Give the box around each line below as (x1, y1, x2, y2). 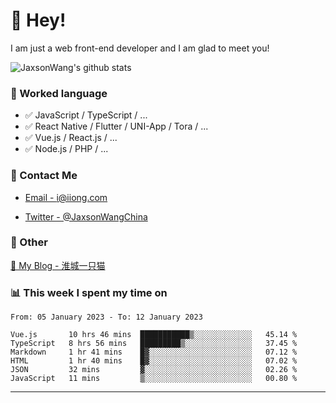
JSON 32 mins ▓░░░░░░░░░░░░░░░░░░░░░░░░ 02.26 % (10, 365, 298, 375)
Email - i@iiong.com (24, 191, 108, 203)
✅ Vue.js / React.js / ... (24, 132, 118, 144)
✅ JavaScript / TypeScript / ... (24, 109, 148, 121)
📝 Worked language (10, 86, 108, 100)
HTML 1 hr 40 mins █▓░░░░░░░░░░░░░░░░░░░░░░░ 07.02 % (10, 356, 298, 366)
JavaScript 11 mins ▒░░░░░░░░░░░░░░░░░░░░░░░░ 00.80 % (10, 374, 298, 384)
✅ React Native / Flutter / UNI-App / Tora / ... (24, 120, 209, 133)
